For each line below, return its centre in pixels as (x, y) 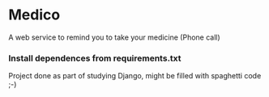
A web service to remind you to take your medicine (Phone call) (114, 37)
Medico (34, 15)
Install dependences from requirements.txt (95, 58)
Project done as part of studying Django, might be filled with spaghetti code (135, 76)
